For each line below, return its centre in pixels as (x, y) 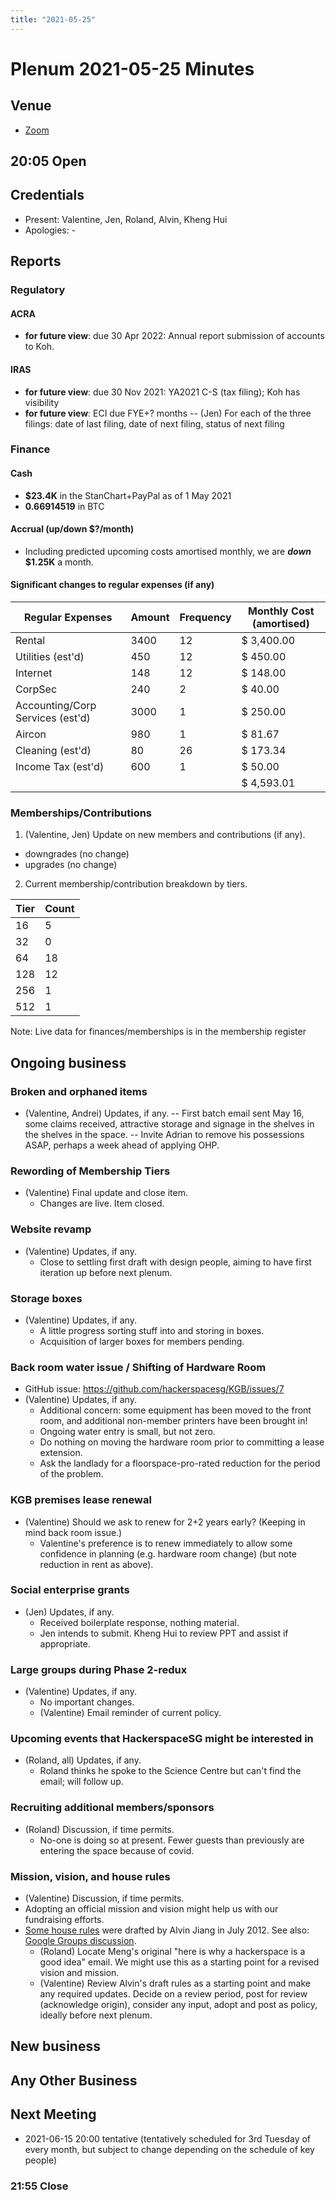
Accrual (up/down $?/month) (72, 529)
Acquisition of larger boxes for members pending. (142, 1341)
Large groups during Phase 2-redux (99, 1669)
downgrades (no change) (77, 854)
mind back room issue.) (73, 1532)
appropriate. (65, 1643)
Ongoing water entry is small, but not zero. (127, 1432)
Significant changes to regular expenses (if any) (112, 585)
